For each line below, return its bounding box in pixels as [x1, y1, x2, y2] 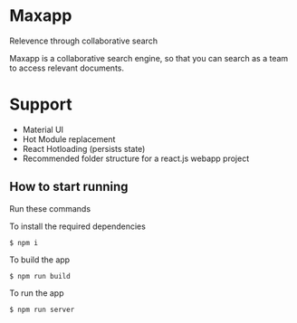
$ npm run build [9, 271, 71, 280]
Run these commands [9, 203, 91, 214]
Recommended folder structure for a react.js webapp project [22, 153, 250, 164]
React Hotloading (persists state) [22, 143, 146, 154]
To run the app [9, 287, 64, 299]
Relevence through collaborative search [9, 35, 158, 46]
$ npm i [9, 238, 39, 247]
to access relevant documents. [9, 62, 125, 73]
